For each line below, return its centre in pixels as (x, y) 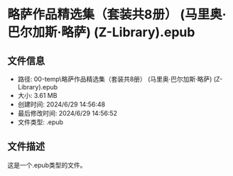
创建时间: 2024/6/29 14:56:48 (61, 104)
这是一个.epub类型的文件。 (47, 165)
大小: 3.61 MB (37, 95)
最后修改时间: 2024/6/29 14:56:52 (67, 113)
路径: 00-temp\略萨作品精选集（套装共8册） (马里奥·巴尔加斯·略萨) (115, 79)
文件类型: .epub (40, 122)
